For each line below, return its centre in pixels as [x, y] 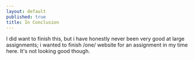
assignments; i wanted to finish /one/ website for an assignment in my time [97, 45]
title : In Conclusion [33, 22]
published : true [26, 17]
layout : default [26, 11]
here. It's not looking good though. [48, 51]
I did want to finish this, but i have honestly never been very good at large [95, 39]
